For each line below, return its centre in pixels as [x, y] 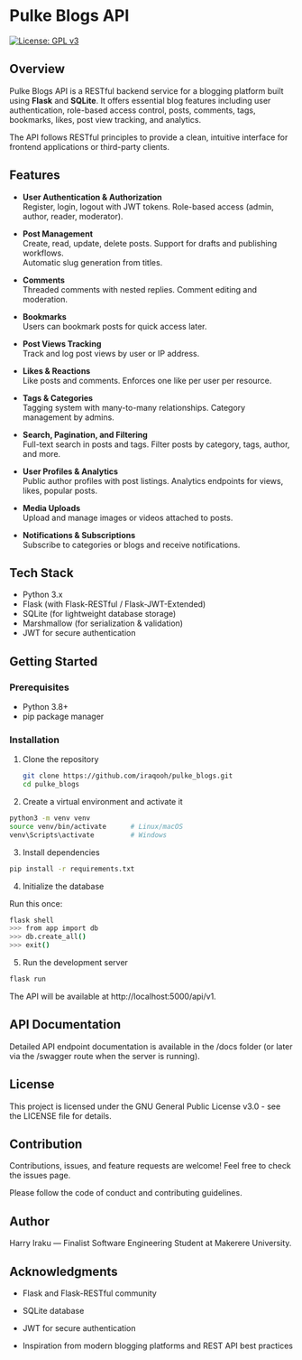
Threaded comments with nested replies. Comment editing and [140, 289]
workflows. [43, 253]
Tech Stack [41, 573]
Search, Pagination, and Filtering [85, 434]
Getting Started [54, 661]
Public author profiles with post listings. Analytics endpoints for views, [153, 480]
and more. [41, 453]
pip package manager [63, 717]
